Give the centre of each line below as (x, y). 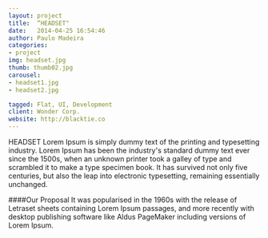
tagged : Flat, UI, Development (60, 105)
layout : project (35, 16)
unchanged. (28, 184)
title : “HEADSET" (39, 23)
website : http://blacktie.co (57, 119)
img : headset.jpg (37, 61)
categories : (28, 46)
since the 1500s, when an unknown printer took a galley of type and (120, 159)
